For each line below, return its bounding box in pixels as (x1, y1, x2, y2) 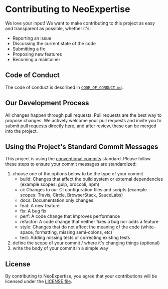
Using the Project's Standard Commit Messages (5, 142, 158, 151)
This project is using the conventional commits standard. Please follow (5, 156, 151, 162)
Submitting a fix (12, 46, 45, 52)
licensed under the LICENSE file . (5, 278, 73, 284)
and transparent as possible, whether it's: (5, 25, 91, 31)
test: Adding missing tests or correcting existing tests (20, 234, 130, 241)
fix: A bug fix (20, 208, 47, 214)
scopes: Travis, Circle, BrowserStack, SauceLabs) (20, 192, 123, 198)
